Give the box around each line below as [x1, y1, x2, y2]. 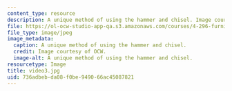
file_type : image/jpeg [7, 29, 72, 36]
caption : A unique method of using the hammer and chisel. [13, 42, 187, 49]
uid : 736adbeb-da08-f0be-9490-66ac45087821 [7, 73, 135, 81]
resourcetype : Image [7, 61, 67, 68]
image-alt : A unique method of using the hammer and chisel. [13, 55, 193, 62]
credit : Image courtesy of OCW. [13, 49, 107, 55]
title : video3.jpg [7, 67, 60, 74]
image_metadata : [7, 36, 54, 42]
